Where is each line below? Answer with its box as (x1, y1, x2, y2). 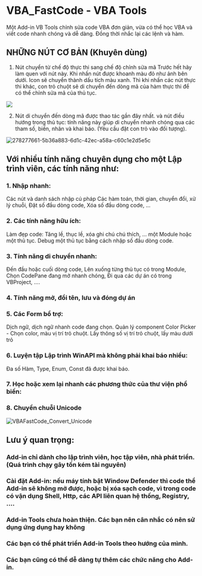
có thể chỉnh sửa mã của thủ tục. (14, 89, 97, 97)
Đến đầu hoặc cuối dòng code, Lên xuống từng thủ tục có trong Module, (6, 266, 186, 273)
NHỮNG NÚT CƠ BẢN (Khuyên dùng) (6, 48, 148, 58)
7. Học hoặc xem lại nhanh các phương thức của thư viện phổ (6, 380, 188, 388)
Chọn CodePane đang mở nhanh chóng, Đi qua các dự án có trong (6, 272, 172, 279)
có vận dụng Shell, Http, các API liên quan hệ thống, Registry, (6, 492, 189, 500)
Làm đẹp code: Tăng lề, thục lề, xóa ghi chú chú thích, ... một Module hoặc (6, 230, 192, 238)
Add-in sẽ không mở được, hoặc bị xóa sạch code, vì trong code (6, 484, 197, 492)
